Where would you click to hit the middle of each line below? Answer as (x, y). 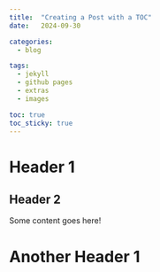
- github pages (45, 82)
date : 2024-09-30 (45, 26)
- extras (33, 90)
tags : (19, 66)
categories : (31, 42)
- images (33, 98)
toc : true (27, 115)
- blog (29, 50)
